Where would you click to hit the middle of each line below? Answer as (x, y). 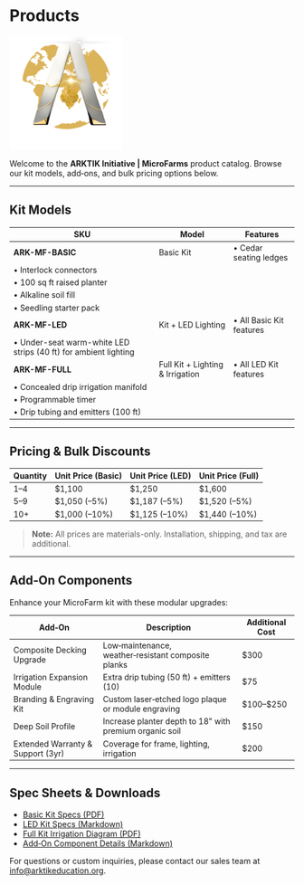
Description (169, 627)
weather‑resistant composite (156, 655)
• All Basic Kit (258, 320)
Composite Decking (50, 650)
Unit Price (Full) (229, 475)
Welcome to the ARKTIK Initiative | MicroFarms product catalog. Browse (146, 163)
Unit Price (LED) (161, 475)
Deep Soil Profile (44, 726)
